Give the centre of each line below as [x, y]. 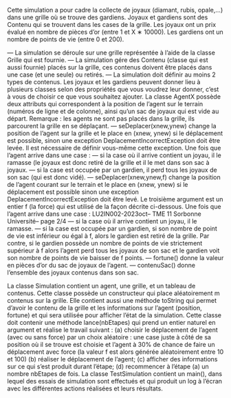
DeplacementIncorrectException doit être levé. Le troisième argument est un [115, 199]
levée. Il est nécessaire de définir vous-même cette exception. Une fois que [114, 148]
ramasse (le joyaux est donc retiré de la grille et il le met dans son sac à [108, 162]
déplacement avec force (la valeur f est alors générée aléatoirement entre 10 [115, 352]
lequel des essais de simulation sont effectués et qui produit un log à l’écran [114, 381]
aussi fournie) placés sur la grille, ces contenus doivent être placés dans [110, 67]
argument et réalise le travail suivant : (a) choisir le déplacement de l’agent [112, 330]
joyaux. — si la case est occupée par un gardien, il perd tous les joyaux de [112, 170]
